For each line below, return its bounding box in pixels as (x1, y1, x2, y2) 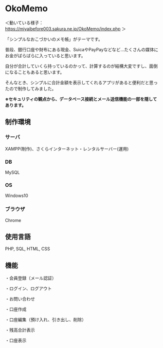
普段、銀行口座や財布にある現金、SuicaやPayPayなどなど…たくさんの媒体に (5, 46, 159, 52)
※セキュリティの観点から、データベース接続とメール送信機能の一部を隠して (5, 96, 157, 102)
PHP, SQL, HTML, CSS (5, 246, 50, 252)
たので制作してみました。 (5, 86, 56, 91)
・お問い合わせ (5, 296, 35, 302)
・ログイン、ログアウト (5, 285, 52, 291)
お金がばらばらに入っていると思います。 (5, 52, 86, 59)
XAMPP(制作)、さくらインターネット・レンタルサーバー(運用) (5, 146, 129, 152)
